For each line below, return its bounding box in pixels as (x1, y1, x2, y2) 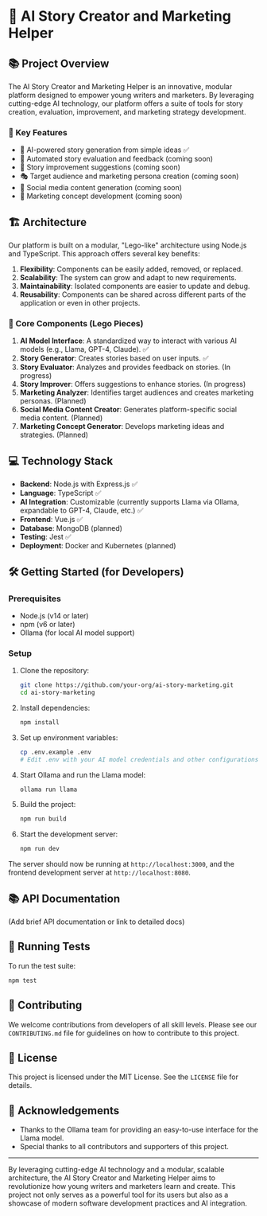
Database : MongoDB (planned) (19, 524, 123, 533)
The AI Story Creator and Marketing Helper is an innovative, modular (8, 82, 233, 91)
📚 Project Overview (8, 57, 110, 70)
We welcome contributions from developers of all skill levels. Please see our (8, 1019, 257, 1029)
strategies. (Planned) (19, 430, 89, 440)
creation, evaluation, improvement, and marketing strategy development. (8, 107, 246, 116)
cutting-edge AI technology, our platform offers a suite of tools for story (8, 99, 244, 108)
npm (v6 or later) (19, 619, 75, 629)
